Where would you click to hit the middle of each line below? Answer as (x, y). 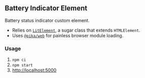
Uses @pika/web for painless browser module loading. (68, 35)
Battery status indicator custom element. (47, 20)
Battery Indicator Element (46, 8)
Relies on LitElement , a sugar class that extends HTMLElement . (76, 30)
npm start (23, 65)
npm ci (19, 60)
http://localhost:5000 (34, 70)
